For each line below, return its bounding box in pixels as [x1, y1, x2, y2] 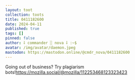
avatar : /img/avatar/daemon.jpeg [5, 45, 76, 50]
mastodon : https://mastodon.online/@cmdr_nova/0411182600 [5, 50, 130, 55]
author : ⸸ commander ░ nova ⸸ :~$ [5, 41, 77, 46]
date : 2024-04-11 [5, 21, 42, 27]
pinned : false [5, 36, 35, 41]
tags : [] [5, 31, 24, 36]
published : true [5, 26, 39, 31]
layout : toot [5, 7, 33, 13]
